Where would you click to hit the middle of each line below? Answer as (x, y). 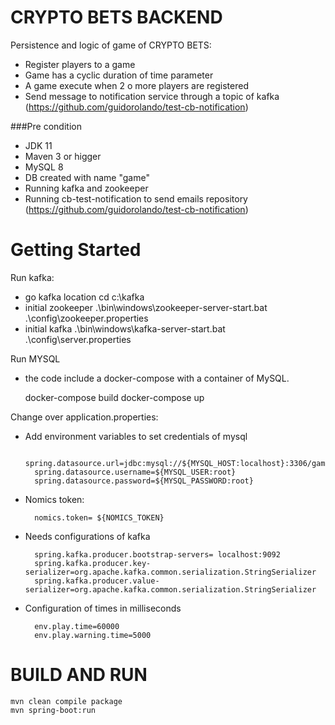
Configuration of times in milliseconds (103, 608)
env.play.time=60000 (77, 626)
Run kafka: (32, 277)
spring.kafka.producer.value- (97, 581)
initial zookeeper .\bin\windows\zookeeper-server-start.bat (146, 307)
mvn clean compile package (66, 701)
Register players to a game (80, 64)
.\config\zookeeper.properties (86, 318)
